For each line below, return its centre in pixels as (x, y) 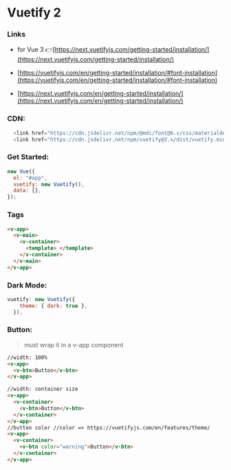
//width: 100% (27, 357)
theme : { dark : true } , (54, 306)
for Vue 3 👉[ (36, 50)
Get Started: (28, 157)
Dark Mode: (27, 285)
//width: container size (43, 389)
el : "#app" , (31, 178)
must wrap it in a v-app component (74, 345)
